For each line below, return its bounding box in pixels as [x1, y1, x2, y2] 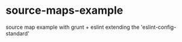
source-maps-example [5, 4, 124, 17]
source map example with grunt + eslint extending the [5, 23, 140, 31]
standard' [5, 29, 30, 37]
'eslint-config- [140, 23, 177, 31]
